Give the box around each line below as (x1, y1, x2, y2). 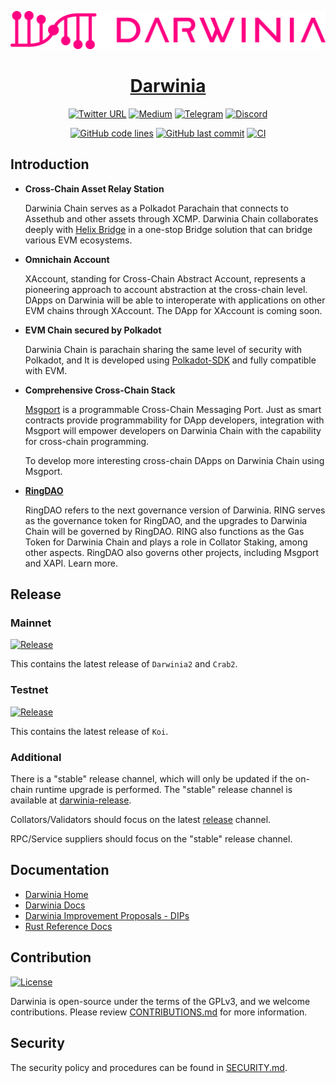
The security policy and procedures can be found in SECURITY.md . (10, 1061, 288, 1073)
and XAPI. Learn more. (24, 557, 118, 569)
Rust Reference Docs (24, 920, 113, 932)
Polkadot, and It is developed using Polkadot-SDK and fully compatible (24, 354, 317, 366)
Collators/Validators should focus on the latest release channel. (10, 814, 272, 826)
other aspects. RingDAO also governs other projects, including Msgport (24, 546, 320, 558)
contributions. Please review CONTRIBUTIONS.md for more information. (10, 1006, 308, 1018)
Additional (10, 750, 62, 764)
